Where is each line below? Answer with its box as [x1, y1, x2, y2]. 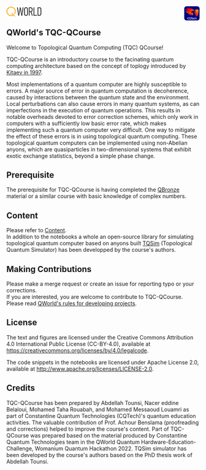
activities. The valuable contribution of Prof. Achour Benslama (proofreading [6, 419, 199, 426]
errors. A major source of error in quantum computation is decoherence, [6, 87, 189, 94]
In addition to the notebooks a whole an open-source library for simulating [6, 233, 194, 241]
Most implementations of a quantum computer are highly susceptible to [6, 80, 187, 88]
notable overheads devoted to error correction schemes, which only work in [6, 113, 199, 120]
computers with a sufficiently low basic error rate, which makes [6, 119, 167, 127]
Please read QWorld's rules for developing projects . [6, 300, 137, 307]
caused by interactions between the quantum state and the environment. [6, 93, 190, 100]
